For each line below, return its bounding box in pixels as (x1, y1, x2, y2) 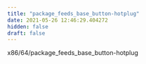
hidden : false (7, 23, 49, 30)
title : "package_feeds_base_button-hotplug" (7, 10, 140, 17)
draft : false (7, 29, 46, 37)
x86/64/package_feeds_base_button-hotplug (7, 49, 138, 57)
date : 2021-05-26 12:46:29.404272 (7, 17, 109, 24)
